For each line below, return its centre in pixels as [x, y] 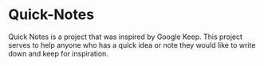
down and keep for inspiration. [59, 53]
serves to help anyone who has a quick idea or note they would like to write [132, 45]
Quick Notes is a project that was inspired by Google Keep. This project [126, 37]
